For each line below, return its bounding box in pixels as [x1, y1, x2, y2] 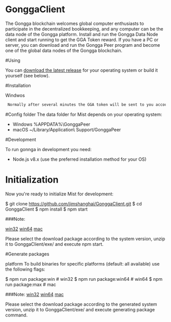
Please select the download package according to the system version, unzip [5, 236, 165, 242]
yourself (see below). [5, 72, 50, 78]
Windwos [5, 92, 25, 98]
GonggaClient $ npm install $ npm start [5, 206, 88, 212]
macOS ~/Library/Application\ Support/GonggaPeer [12, 126, 121, 133]
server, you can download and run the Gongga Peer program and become [5, 42, 160, 48]
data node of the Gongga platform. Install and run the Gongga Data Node [5, 31, 158, 37]
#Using [5, 57, 20, 63]
